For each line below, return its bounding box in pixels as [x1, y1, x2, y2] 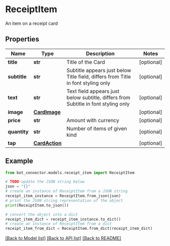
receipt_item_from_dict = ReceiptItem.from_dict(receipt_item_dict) [5, 226, 153, 231]
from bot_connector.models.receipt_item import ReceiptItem [5, 170, 135, 175]
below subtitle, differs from [66, 94, 131, 101]
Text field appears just [66, 88, 120, 95]
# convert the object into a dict [5, 212, 78, 217]
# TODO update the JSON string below [5, 179, 85, 184]
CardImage [33, 108, 61, 115]
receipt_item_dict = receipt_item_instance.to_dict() [5, 217, 121, 222]
